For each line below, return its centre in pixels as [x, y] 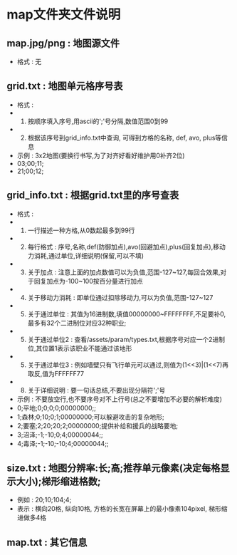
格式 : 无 [29, 62]
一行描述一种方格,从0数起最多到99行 [81, 230]
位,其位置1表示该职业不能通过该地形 [80, 348]
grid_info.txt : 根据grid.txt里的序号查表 [93, 196]
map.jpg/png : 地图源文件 [63, 43]
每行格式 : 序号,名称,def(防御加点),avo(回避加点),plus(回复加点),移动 [126, 247]
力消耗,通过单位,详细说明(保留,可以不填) [85, 255]
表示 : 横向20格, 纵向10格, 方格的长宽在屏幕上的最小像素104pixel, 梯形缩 [122, 509]
